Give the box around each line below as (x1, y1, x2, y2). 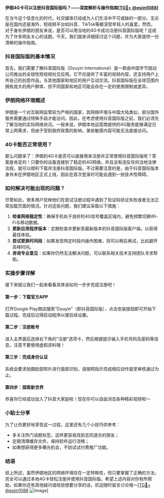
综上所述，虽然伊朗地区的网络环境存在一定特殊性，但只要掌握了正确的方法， (5, 470, 159, 475)
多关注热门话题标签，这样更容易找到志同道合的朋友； (12, 432, 120, 438)
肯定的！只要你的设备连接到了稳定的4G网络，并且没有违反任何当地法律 (13, 159, 157, 165)
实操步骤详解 (5, 270, 36, 276)
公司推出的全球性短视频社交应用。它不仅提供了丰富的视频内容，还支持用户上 (5, 71, 159, 77)
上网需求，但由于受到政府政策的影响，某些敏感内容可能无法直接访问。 (9, 127, 150, 133)
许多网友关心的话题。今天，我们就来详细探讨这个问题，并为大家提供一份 (13, 34, 159, 39)
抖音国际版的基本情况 (5, 53, 55, 60)
